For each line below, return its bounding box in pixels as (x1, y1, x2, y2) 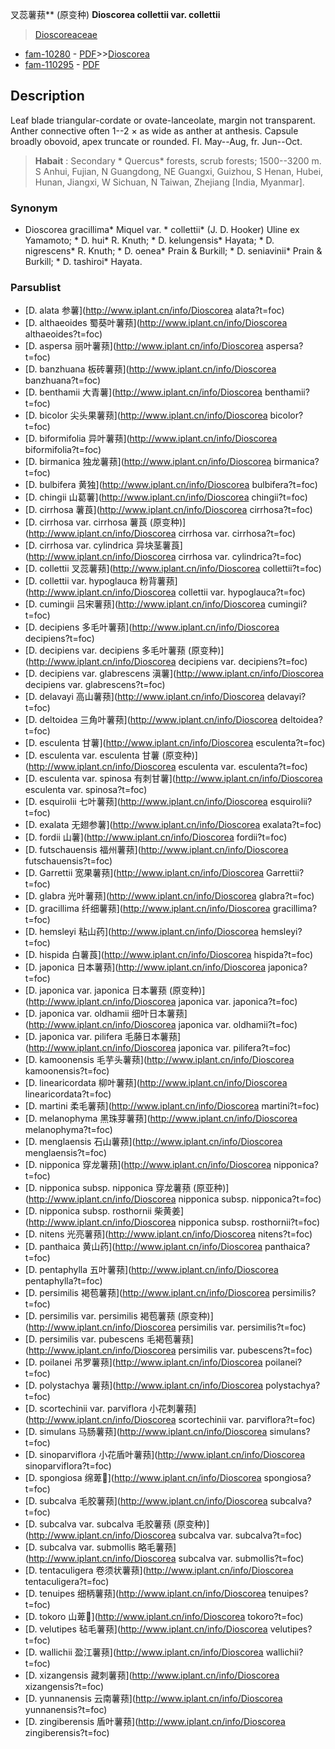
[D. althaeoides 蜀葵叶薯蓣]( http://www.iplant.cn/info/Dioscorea (24, 317, 288, 329)
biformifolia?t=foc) (24, 444, 102, 456)
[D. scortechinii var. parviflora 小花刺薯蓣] (24, 1403, 197, 1415)
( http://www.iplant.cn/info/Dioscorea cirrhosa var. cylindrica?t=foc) (24, 551, 302, 563)
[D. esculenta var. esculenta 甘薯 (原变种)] (24, 749, 198, 762)
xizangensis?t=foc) (24, 1681, 104, 1693)
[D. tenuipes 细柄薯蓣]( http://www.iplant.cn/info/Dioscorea (24, 1588, 267, 1600)
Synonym (10, 201, 58, 215)
